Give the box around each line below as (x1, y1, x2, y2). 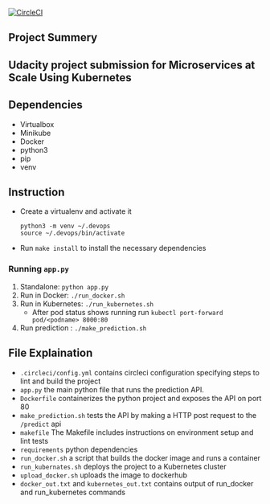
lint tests (19, 436, 49, 445)
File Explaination (8, 346, 93, 360)
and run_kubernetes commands (19, 487, 126, 497)
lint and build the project (19, 376, 101, 386)
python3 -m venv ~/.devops (19, 222, 111, 231)
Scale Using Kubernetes (8, 71, 133, 84)
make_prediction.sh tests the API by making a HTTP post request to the (19, 410, 257, 420)
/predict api (19, 419, 62, 428)
